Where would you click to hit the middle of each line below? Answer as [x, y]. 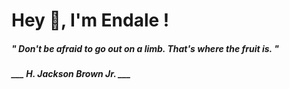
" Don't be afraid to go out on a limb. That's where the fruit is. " [145, 48]
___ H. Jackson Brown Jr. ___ [71, 74]
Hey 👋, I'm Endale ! [90, 20]
